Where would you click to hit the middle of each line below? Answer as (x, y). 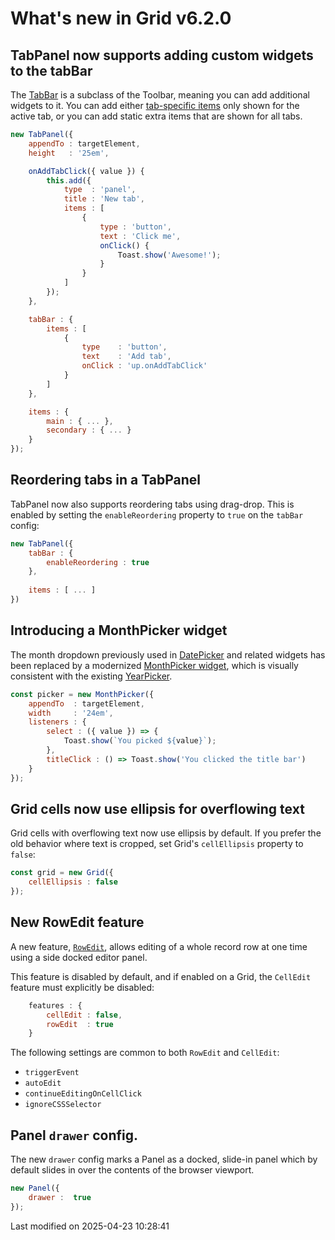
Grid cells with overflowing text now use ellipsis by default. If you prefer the (166, 833)
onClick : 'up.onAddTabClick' (144, 366)
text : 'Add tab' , (126, 357)
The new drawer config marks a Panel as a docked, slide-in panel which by (164, 1159)
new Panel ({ (35, 1188)
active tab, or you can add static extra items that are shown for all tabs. (156, 116)
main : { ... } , (80, 421)
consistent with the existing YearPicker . (91, 676)
